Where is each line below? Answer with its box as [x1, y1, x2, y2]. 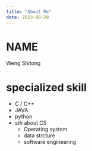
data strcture [23, 132, 55, 139]
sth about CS [14, 119, 47, 127]
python [14, 113, 33, 120]
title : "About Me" [6, 8, 52, 15]
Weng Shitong [6, 60, 41, 67]
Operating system [23, 126, 68, 133]
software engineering [23, 138, 76, 146]
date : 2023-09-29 [6, 14, 49, 20]
